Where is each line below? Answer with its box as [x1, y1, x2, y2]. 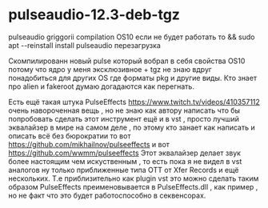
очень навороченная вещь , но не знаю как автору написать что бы [8, 106, 241, 115]
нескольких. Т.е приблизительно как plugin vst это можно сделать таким [8, 174, 259, 183]
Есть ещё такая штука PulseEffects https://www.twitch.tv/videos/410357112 [8, 97, 260, 106]
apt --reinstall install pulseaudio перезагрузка [8, 40, 162, 50]
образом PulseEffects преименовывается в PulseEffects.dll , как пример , [8, 182, 258, 191]
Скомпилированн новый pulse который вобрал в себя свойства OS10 [8, 56, 246, 66]
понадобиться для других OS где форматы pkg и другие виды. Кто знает [8, 73, 258, 82]
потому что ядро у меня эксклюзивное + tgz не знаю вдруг [8, 64, 212, 74]
